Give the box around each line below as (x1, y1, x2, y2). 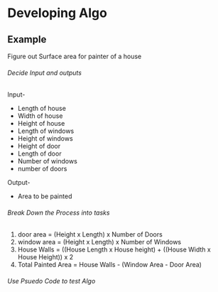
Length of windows (17, 126, 75, 136)
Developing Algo (7, 5, 108, 21)
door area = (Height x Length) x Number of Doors (17, 230, 163, 239)
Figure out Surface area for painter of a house (7, 52, 142, 60)
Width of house (17, 112, 63, 120)
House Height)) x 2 (17, 253, 74, 261)
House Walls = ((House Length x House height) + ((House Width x (17, 245, 211, 254)
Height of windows (17, 134, 73, 143)
